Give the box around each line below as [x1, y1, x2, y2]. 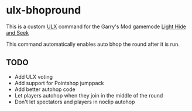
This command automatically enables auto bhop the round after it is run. [6, 41, 180, 48]
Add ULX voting [14, 73, 53, 80]
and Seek [6, 29, 29, 36]
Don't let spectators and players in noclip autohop [14, 98, 135, 105]
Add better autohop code [14, 86, 76, 93]
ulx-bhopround [6, 4, 81, 17]
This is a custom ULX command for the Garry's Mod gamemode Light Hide [6, 23, 186, 30]
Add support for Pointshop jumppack [14, 79, 104, 86]
